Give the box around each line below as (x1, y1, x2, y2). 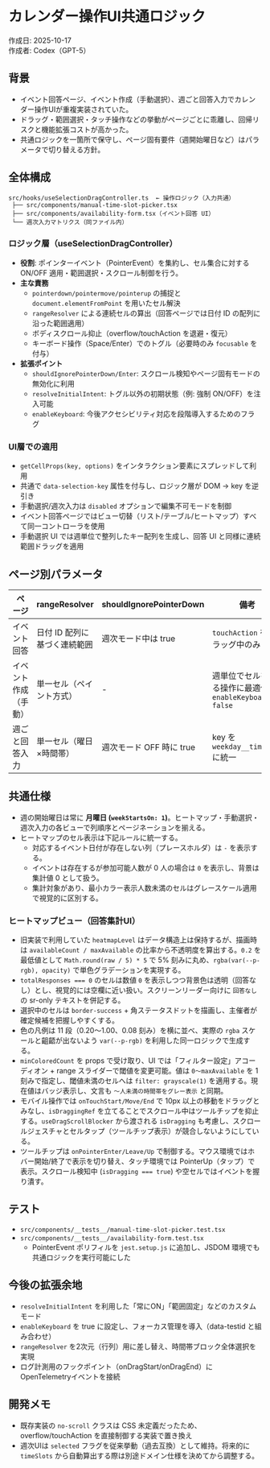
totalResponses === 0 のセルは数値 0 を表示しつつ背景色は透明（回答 (19, 975, 250, 985)
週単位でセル (211, 670, 261, 681)
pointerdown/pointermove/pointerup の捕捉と (31, 287, 182, 298)
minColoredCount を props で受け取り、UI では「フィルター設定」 (19, 1056, 235, 1065)
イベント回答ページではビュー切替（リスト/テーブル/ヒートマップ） (19, 511, 243, 521)
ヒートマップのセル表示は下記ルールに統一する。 (19, 833, 182, 842)
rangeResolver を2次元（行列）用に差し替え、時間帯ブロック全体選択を (19, 1342, 257, 1351)
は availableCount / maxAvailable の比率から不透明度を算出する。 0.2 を (19, 945, 261, 955)
